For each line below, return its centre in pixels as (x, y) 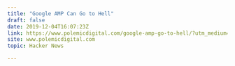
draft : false (26, 20)
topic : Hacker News (36, 46)
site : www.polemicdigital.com (51, 40)
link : (15, 33)
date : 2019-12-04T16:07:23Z (48, 26)
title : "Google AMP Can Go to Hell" (60, 14)
